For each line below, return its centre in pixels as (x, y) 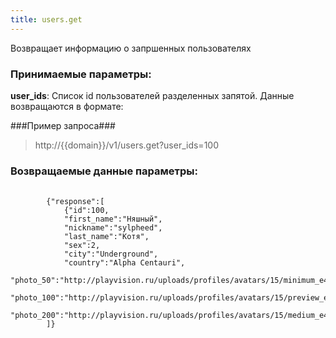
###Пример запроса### (63, 125)
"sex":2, (82, 246)
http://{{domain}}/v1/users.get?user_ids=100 (126, 145)
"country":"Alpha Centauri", (124, 263)
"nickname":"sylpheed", (113, 228)
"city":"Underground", (111, 254)
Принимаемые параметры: (81, 74)
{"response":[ (75, 202)
